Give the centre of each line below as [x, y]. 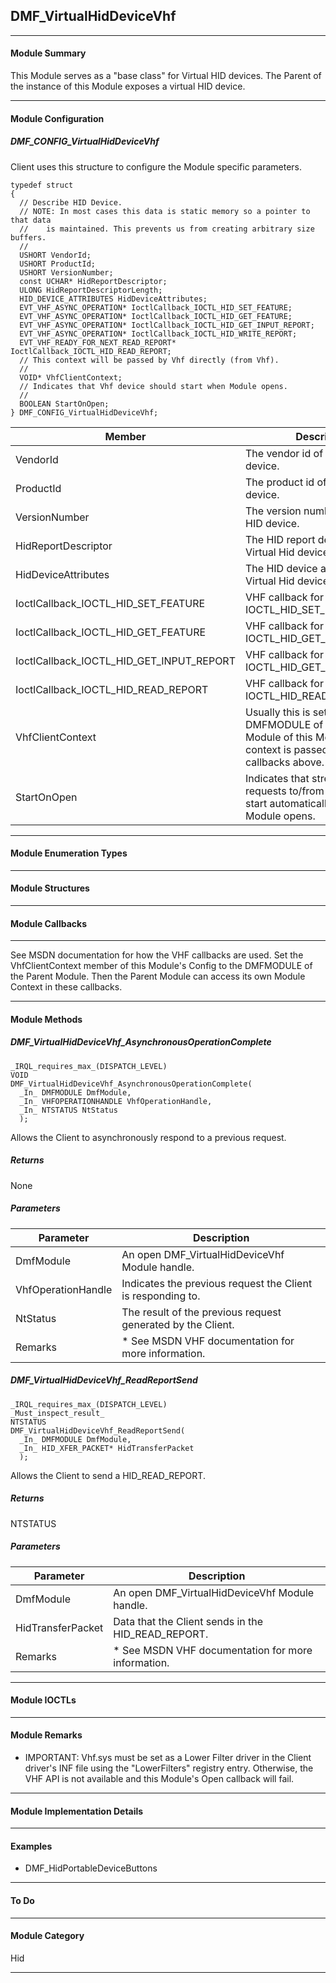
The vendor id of [284, 453]
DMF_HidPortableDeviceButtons [91, 1868]
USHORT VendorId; [55, 255]
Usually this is [278, 712]
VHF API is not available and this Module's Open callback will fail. [159, 1778]
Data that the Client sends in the [188, 1621]
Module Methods [46, 1019]
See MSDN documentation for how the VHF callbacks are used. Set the [157, 955]
